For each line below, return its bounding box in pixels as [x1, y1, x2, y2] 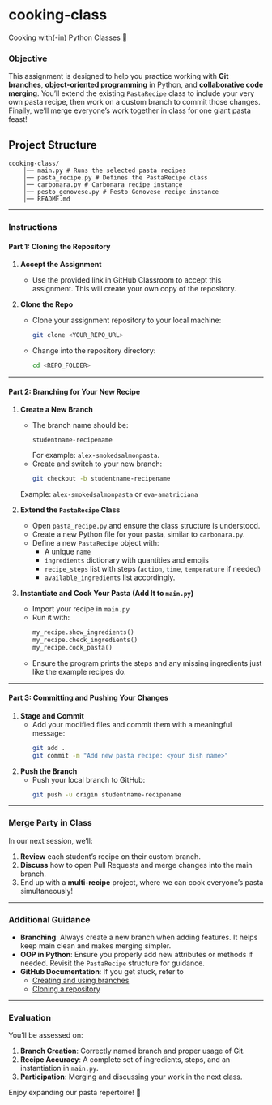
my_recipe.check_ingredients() [32, 636, 138, 644]
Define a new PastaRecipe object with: [32, 538, 159, 547]
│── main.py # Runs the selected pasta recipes [23, 166, 186, 175]
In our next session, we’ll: [8, 835, 93, 845]
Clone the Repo [19, 300, 74, 309]
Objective [8, 53, 48, 64]
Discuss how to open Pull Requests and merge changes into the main [19, 860, 253, 870]
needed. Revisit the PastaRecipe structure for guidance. [19, 958, 205, 968]
